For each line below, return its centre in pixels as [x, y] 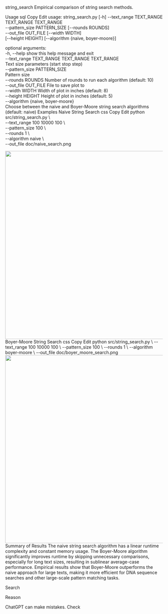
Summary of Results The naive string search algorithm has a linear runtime [82, 546]
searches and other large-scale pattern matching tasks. [62, 578]
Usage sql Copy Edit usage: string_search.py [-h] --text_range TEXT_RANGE [84, 17]
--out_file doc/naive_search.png [38, 144]
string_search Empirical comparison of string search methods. [69, 7]
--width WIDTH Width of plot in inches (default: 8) [57, 91]
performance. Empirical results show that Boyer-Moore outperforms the [79, 567]
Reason [13, 597]
